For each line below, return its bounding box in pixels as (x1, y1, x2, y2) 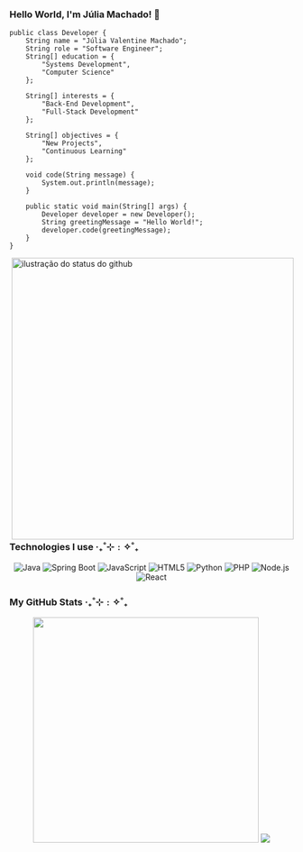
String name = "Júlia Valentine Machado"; (25, 36, 188, 46)
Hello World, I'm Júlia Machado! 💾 (9, 8, 161, 21)
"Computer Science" (41, 68, 115, 78)
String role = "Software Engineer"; (25, 44, 164, 53)
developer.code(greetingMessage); (41, 225, 171, 235)
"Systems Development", (41, 60, 131, 69)
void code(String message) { (25, 170, 135, 179)
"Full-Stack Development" (41, 107, 140, 116)
